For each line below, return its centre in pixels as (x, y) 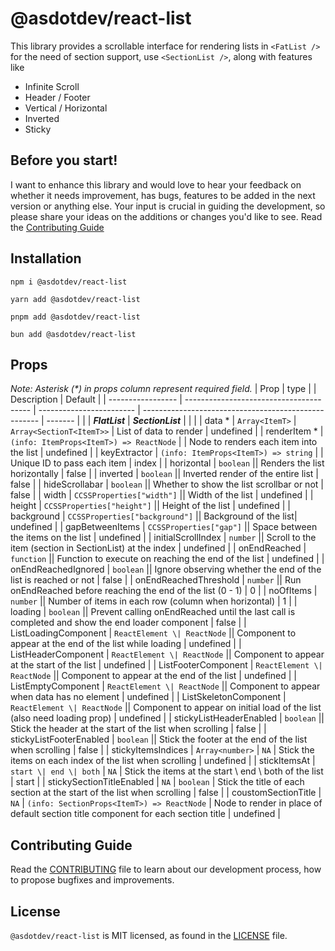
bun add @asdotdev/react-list (73, 334)
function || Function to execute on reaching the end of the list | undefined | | (167, 559)
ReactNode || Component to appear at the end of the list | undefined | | (153, 676)
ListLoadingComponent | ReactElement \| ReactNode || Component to (153, 633)
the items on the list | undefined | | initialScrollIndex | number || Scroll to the (163, 538)
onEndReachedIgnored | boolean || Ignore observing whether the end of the (166, 569)
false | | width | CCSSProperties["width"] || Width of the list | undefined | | (162, 495)
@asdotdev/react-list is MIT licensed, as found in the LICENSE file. (149, 935)
